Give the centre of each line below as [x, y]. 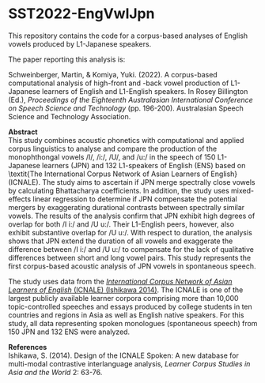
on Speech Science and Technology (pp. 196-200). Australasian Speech [126, 108]
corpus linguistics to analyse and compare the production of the [113, 148]
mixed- [242, 190]
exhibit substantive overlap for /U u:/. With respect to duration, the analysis [131, 232]
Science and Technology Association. [70, 116]
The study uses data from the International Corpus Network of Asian [120, 281]
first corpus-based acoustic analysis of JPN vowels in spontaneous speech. [132, 266]
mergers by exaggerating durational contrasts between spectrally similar [127, 207]
